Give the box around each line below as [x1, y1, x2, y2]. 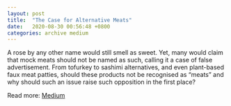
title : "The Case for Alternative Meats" [7, 17, 132, 24]
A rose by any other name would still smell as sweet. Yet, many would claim [7, 48, 224, 57]
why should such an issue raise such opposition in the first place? [7, 78, 196, 87]
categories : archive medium [7, 29, 89, 37]
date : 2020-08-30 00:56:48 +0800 [7, 23, 111, 30]
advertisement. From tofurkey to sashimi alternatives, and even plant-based [7, 63, 225, 71]
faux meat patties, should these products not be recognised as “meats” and [7, 71, 224, 79]
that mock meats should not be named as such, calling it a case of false [7, 56, 213, 64]
